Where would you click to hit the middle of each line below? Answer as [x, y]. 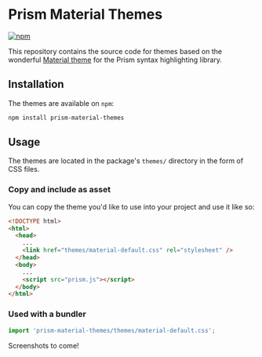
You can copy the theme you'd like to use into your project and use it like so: [131, 206]
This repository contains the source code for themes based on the [115, 51]
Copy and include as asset [60, 190]
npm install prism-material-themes [66, 118]
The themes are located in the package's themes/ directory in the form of [126, 161]
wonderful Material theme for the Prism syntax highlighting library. [115, 60]
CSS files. [24, 169]
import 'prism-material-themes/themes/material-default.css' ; [112, 330]
